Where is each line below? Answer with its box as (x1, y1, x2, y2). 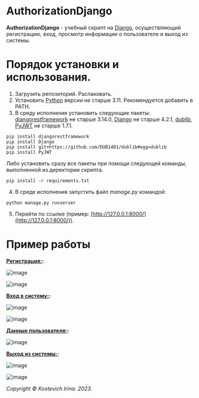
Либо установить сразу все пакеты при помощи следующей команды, (6, 160, 187, 167)
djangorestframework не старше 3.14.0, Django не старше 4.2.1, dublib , (14, 116, 192, 123)
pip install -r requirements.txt (6, 178, 90, 184)
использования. (6, 71, 91, 84)
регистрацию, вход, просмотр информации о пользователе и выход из (6, 30, 188, 37)
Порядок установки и (6, 58, 120, 71)
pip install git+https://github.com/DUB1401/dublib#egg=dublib (6, 144, 167, 150)
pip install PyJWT (6, 149, 52, 155)
